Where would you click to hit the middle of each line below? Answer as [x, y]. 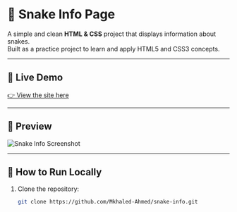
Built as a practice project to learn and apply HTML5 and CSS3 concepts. [114, 49]
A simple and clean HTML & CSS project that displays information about [112, 34]
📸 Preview [30, 126]
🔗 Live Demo [35, 78]
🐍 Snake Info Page [61, 14]
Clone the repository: [48, 189]
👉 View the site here [38, 95]
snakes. [19, 41]
